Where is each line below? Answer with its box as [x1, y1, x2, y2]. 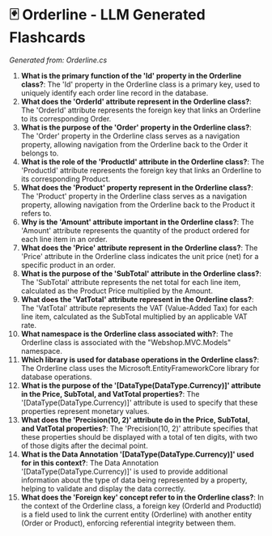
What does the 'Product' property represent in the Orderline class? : [20, 182, 253, 192]
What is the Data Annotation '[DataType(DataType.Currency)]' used [20, 449, 254, 459]
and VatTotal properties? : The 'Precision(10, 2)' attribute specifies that [20, 423, 258, 433]
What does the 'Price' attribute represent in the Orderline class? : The [20, 243, 258, 253]
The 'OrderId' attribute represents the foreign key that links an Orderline [20, 105, 261, 115]
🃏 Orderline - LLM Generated [9, 6, 206, 24]
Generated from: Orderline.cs [9, 55, 108, 65]
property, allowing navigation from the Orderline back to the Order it [20, 139, 249, 149]
